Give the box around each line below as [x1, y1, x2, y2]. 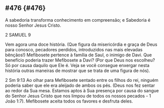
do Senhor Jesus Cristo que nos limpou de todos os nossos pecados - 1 [5, 93, 151, 99]
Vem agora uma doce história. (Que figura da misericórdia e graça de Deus [5, 41, 158, 47]
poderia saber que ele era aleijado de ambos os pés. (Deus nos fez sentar [5, 82, 155, 88]
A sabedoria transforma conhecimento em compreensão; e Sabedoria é [5, 17, 151, 23]
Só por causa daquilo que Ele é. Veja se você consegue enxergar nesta [5, 62, 150, 68]
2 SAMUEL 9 [5, 32, 31, 37]
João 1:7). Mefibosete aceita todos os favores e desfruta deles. [5, 98, 133, 104]
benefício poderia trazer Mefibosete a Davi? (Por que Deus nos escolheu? [5, 57, 155, 63]
